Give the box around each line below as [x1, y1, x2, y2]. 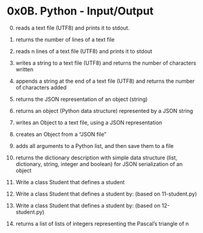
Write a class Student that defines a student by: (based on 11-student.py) [15, 190, 197, 197]
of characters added [15, 83, 67, 91]
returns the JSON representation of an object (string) [15, 95, 148, 103]
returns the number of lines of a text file [15, 36, 115, 43]
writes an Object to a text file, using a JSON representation [15, 119, 163, 126]
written [15, 65, 34, 73]
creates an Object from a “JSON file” [15, 130, 107, 138]
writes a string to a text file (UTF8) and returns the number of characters [15, 59, 196, 66]
